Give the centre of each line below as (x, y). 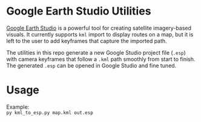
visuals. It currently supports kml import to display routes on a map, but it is (100, 34)
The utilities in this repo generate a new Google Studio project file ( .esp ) (96, 52)
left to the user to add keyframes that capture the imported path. (87, 41)
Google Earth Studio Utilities (79, 11)
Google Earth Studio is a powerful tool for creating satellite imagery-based (99, 28)
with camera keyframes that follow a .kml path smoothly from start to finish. (101, 59)
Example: (18, 107)
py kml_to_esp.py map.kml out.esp (50, 113)
